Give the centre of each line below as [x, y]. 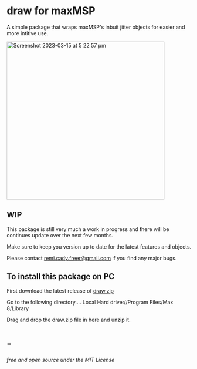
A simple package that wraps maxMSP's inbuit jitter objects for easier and [96, 27]
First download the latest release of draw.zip [60, 291]
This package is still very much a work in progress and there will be [88, 229]
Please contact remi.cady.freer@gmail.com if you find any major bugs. [92, 258]
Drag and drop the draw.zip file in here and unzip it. [69, 320]
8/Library [18, 308]
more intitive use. [28, 33]
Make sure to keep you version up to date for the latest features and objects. [99, 246]
